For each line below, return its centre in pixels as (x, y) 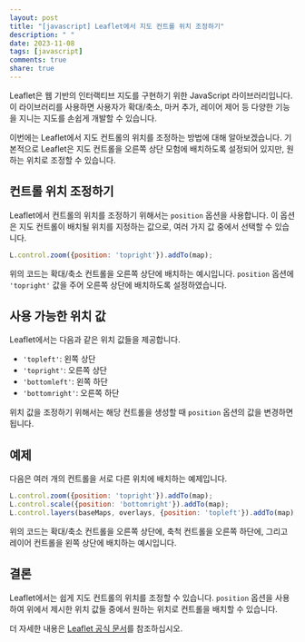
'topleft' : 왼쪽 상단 (59, 359)
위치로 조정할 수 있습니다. (71, 160)
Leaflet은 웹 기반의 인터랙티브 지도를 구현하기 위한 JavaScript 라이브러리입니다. (151, 95)
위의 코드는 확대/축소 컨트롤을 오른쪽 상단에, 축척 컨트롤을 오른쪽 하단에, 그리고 (149, 531)
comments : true (38, 60)
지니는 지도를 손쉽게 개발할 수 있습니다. (88, 118)
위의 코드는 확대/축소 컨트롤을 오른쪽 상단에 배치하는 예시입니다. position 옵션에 (152, 273)
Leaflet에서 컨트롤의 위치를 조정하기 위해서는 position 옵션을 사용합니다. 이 (144, 215)
